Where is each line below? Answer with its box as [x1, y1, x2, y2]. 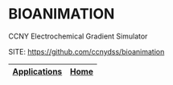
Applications [12, 66, 63, 77]
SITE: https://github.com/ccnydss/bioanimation [8, 47, 165, 56]
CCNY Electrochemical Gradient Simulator [8, 31, 148, 41]
